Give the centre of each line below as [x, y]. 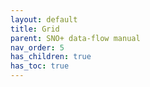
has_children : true [51, 57]
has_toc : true [40, 66]
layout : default [44, 19]
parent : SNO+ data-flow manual [75, 38]
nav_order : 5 [37, 47]
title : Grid [35, 29]
